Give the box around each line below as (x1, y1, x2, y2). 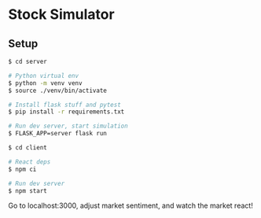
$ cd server (8, 57, 47, 65)
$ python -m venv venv (8, 79, 83, 87)
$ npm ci (8, 165, 37, 173)
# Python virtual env (8, 72, 79, 79)
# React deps (8, 157, 51, 166)
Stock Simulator (8, 6, 116, 24)
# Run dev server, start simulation (8, 122, 128, 131)
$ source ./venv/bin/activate (8, 87, 108, 94)
